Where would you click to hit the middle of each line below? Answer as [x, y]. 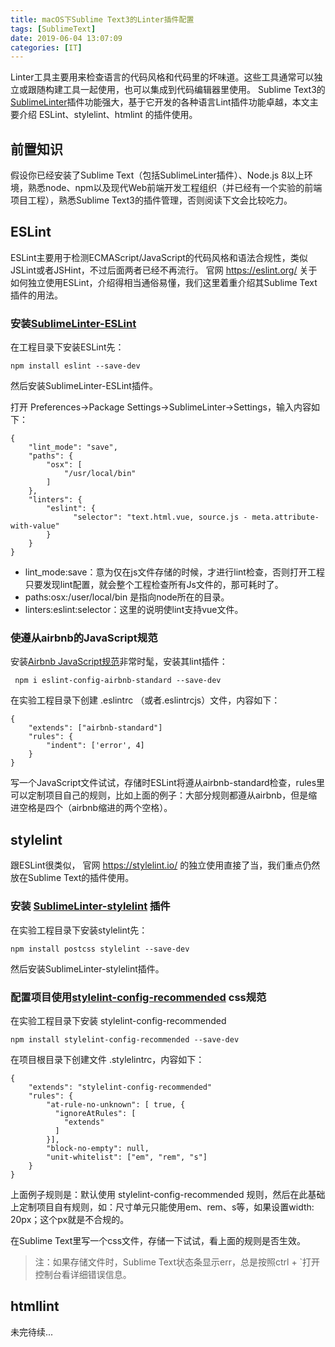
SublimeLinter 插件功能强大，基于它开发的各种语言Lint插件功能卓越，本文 [160, 102]
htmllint [35, 1306]
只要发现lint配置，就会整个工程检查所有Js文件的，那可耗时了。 [154, 585]
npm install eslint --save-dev [75, 366]
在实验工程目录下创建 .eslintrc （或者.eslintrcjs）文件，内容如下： [145, 700]
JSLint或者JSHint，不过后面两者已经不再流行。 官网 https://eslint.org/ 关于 [164, 270]
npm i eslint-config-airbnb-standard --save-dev [118, 681]
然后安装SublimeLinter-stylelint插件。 [87, 968]
